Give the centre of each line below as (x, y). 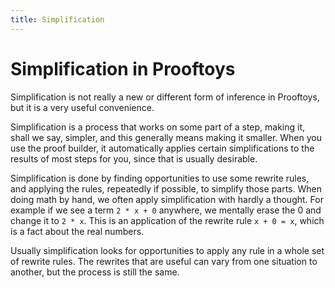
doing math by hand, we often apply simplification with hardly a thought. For (167, 199)
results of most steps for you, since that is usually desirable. (134, 158)
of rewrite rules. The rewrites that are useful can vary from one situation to (164, 261)
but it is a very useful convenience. (82, 107)
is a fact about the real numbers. (77, 231)
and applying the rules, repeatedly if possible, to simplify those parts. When (166, 188)
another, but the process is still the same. (95, 272)
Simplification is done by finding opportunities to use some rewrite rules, (160, 178)
